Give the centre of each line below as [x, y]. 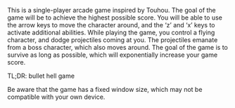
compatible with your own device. [56, 97]
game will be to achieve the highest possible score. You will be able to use [115, 18]
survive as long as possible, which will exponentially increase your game [113, 55]
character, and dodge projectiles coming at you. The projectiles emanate [113, 40]
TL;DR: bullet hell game [41, 76]
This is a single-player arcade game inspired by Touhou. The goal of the [112, 10]
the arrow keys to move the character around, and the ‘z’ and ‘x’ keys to [112, 25]
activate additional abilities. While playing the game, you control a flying [111, 32]
